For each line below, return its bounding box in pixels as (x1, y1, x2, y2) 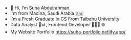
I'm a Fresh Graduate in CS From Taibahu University (10, 16, 120, 22)
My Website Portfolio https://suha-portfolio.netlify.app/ (10, 29, 126, 35)
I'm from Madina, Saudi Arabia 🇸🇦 (10, 10, 83, 16)
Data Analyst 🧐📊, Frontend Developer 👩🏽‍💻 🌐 (10, 22, 105, 27)
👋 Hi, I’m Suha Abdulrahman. (10, 5, 71, 11)
